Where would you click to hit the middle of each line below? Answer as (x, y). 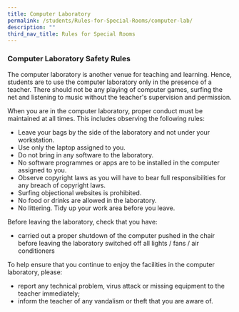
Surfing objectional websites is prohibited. (80, 192)
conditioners (36, 251)
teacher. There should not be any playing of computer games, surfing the (115, 89)
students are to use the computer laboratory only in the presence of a (110, 82)
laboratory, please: (35, 272)
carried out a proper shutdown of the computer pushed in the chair (116, 235)
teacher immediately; (49, 293)
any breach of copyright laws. (61, 185)
